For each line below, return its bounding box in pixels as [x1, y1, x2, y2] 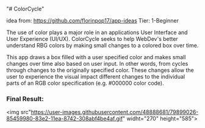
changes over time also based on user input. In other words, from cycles [6, 60, 189, 67]
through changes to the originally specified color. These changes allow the [6, 66, 194, 74]
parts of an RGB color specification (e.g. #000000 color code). [6, 79, 164, 87]
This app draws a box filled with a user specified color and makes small [6, 54, 186, 60]
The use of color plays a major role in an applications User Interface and [6, 29, 188, 36]
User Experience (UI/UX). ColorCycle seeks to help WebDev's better [6, 35, 178, 42]
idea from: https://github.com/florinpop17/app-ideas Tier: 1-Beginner [6, 17, 179, 24]
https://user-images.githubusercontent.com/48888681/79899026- [31, 108, 199, 116]
